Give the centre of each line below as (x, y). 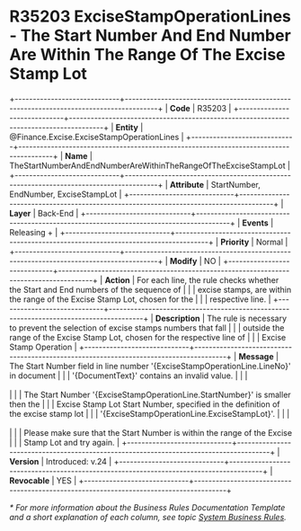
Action (117, 279)
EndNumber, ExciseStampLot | (66, 194)
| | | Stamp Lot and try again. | (64, 442)
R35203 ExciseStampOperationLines (150, 17)
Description (178, 318)
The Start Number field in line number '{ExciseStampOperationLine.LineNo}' (150, 366)
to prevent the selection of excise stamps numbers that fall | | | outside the (147, 327)
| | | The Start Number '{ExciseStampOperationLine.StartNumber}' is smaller (150, 394)
